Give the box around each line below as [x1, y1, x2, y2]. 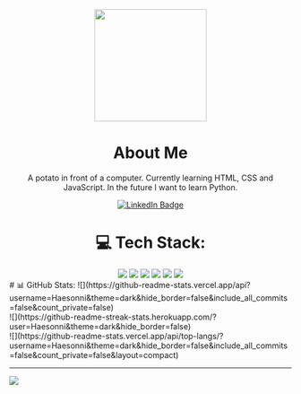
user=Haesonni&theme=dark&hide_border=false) [9, 320, 192, 331]
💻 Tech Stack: [95, 232, 206, 253]
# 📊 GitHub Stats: [9, 279, 76, 290]
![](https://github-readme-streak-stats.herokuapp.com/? [9, 311, 217, 322]
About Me [113, 143, 188, 163]
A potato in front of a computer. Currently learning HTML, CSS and [27, 172, 274, 183]
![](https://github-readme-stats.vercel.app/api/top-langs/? [9, 330, 224, 341]
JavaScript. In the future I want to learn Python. [63, 181, 238, 192]
